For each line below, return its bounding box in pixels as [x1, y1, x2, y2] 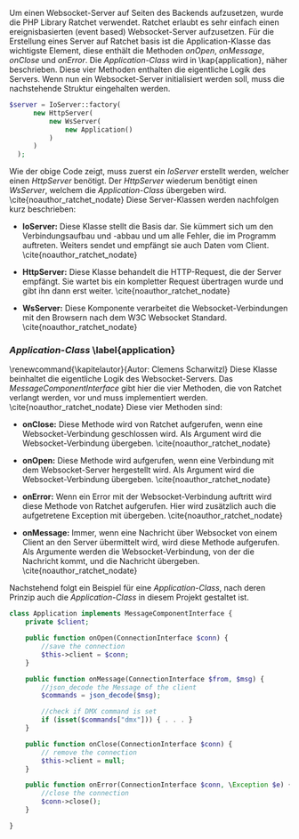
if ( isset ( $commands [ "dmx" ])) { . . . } [41, 715, 193, 724]
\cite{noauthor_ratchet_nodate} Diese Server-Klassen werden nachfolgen [9, 195, 279, 206]
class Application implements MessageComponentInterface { [9, 609, 233, 618]
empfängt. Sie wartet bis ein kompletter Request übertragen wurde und [21, 276, 284, 287]
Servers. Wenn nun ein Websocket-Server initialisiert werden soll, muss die [9, 74, 285, 84]
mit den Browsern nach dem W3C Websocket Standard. [21, 312, 228, 323]
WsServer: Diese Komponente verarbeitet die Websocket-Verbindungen [21, 303, 288, 314]
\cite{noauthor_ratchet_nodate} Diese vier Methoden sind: [9, 402, 222, 413]
